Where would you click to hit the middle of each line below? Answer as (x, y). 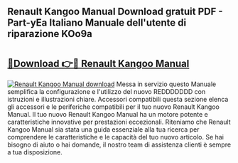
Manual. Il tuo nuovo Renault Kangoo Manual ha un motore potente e (108, 114)
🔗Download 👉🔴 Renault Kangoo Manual (98, 63)
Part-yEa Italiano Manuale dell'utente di (97, 23)
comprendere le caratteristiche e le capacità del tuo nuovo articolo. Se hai (115, 137)
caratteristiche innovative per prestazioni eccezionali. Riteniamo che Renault (119, 122)
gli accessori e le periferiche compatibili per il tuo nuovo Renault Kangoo (114, 107)
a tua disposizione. (35, 152)
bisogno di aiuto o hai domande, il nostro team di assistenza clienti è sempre (119, 144)
